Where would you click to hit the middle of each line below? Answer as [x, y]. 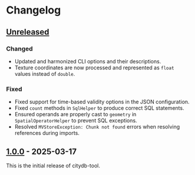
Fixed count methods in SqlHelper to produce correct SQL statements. [99, 108]
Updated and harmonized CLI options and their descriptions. [88, 61]
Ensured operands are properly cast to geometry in [75, 115]
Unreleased [28, 32]
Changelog [33, 10]
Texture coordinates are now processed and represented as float [94, 68]
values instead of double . [45, 73]
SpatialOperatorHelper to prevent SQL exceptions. [76, 120]
